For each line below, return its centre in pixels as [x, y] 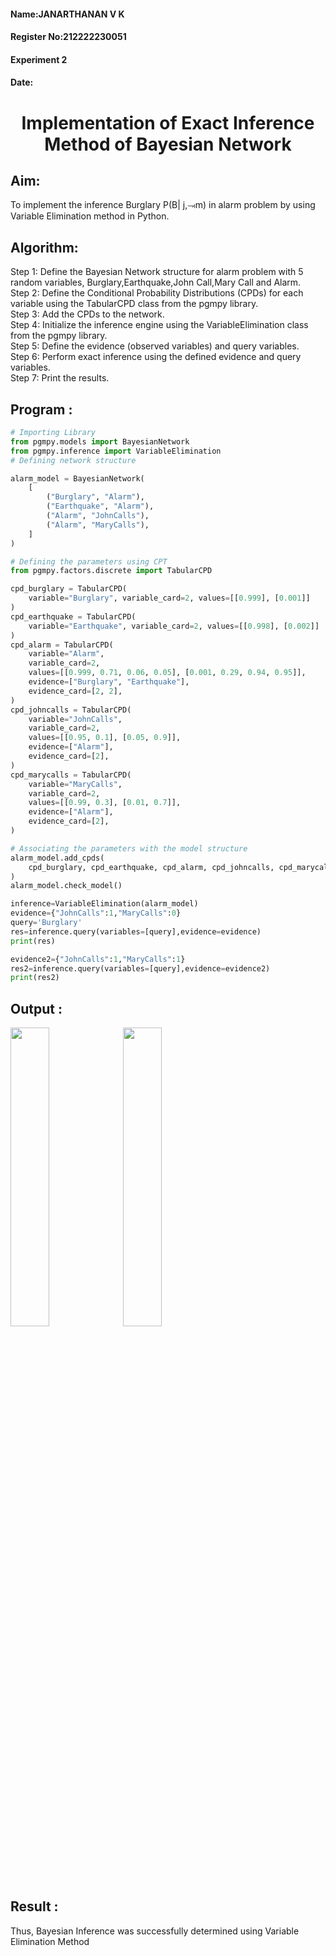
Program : [41, 409]
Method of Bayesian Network [168, 144]
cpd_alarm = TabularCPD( [62, 645]
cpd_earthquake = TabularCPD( [73, 616]
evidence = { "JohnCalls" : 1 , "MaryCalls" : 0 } [96, 913]
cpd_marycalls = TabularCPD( [71, 775]
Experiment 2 [39, 59]
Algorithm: [44, 247]
